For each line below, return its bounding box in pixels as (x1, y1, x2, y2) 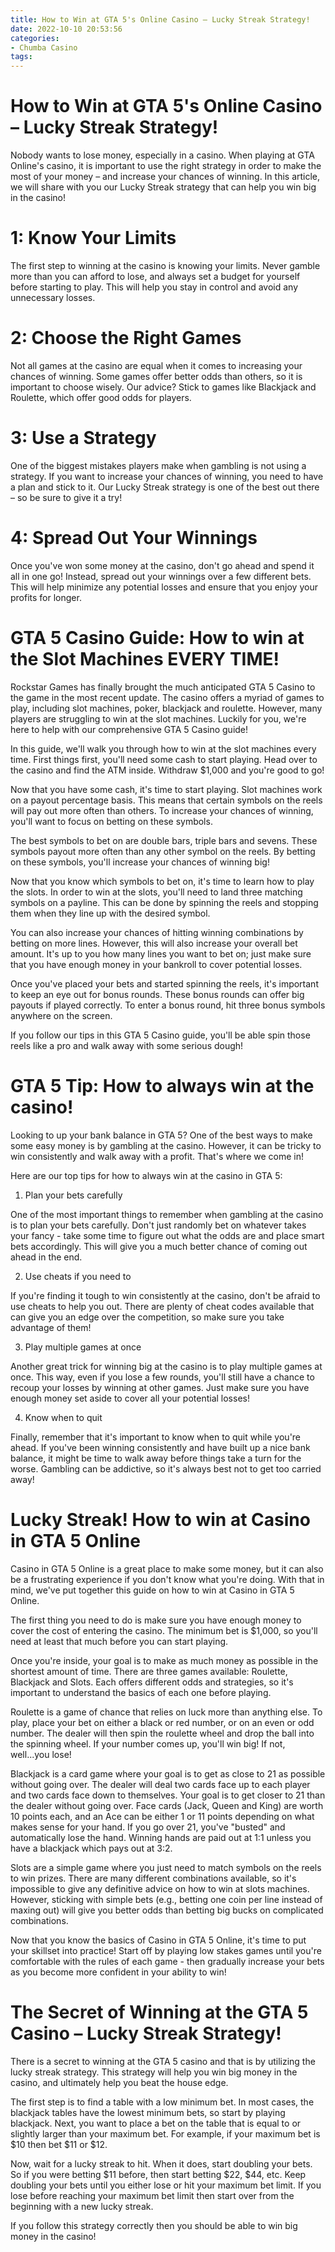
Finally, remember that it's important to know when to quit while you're (10, 1431, 302, 1443)
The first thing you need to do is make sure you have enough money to (10, 1614, 302, 1626)
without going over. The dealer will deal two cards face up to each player (10, 1778, 311, 1790)
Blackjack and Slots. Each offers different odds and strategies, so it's (10, 1676, 294, 1688)
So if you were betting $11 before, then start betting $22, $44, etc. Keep (10, 2168, 307, 2180)
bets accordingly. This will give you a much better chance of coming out (10, 1240, 308, 1252)
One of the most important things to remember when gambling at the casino (10, 1208, 324, 1220)
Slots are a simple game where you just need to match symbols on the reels (10, 1861, 322, 1873)
